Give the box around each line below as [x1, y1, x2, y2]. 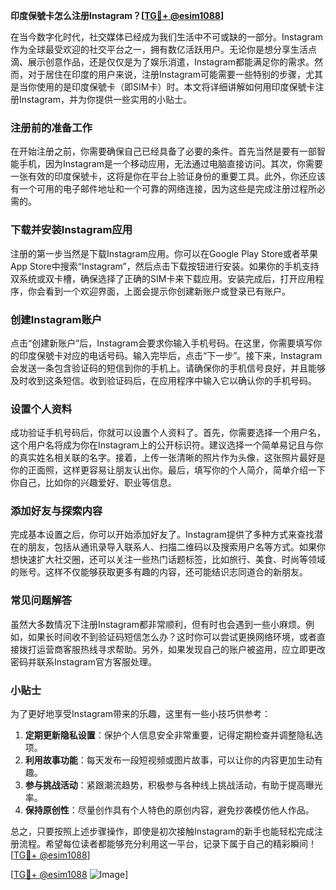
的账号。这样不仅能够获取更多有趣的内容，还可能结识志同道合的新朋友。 [10, 566, 308, 578]
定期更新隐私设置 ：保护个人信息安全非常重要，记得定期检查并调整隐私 [24, 729, 315, 741]
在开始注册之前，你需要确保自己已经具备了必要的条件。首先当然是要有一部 [10, 145, 317, 158]
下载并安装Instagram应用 [10, 223, 133, 237]
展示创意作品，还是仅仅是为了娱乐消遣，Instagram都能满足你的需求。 [27, 56, 315, 68]
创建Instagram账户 [10, 312, 103, 326]
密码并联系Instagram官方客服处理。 [10, 655, 157, 668]
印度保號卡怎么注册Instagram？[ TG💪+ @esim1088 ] [10, 10, 225, 21]
